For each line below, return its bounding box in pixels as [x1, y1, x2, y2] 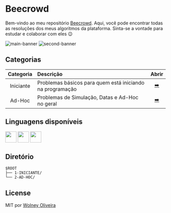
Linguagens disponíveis [5, 118, 83, 126]
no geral [37, 100, 57, 107]
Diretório [5, 152, 34, 161]
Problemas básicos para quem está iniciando [37, 79, 145, 86]
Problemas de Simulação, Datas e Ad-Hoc [37, 94, 139, 101]
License [5, 189, 31, 197]
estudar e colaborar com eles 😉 [5, 31, 73, 37]
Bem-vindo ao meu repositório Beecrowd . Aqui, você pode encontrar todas [5, 20, 163, 26]
